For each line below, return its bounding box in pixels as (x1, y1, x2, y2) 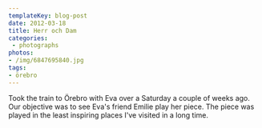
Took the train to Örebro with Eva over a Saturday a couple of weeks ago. (8, 93, 251, 102)
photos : (8, 49, 34, 57)
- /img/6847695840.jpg (8, 57, 84, 65)
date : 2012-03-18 (8, 19, 67, 27)
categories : (8, 34, 48, 42)
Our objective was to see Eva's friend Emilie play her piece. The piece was (8, 102, 255, 111)
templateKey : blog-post (8, 11, 88, 20)
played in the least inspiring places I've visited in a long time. (8, 110, 209, 120)
